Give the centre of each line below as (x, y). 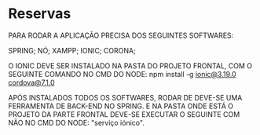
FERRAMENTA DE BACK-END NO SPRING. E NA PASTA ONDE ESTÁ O (121, 106)
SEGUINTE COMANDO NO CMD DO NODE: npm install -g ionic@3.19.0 (123, 74)
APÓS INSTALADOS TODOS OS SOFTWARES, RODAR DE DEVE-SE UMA (125, 97)
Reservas (40, 14)
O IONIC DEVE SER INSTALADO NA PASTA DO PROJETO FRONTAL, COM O (130, 66)
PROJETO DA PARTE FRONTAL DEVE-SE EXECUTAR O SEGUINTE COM (124, 114)
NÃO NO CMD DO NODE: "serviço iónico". (77, 122)
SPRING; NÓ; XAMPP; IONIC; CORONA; (72, 50)
